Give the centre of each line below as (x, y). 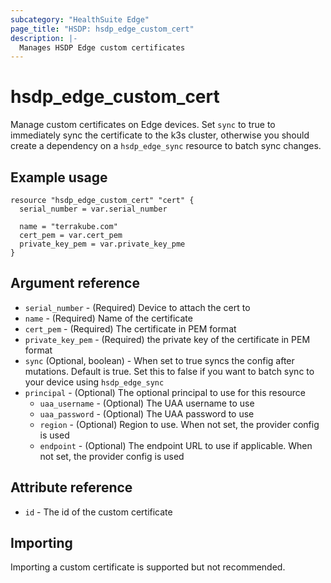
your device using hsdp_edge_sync (94, 382)
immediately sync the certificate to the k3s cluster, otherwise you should (160, 135)
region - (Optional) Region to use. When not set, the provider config (179, 424)
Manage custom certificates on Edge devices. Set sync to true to (143, 125)
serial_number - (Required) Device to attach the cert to (137, 307)
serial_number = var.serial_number (93, 209)
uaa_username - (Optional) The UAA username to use (147, 403)
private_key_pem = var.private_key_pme (102, 244)
